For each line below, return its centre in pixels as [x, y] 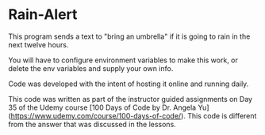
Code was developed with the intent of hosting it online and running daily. [129, 84]
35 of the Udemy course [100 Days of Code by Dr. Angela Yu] [109, 107]
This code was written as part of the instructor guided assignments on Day [130, 99]
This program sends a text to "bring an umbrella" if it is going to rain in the [129, 36]
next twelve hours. [38, 44]
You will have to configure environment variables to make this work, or [123, 60]
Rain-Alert [43, 15]
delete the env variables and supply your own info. [91, 68]
